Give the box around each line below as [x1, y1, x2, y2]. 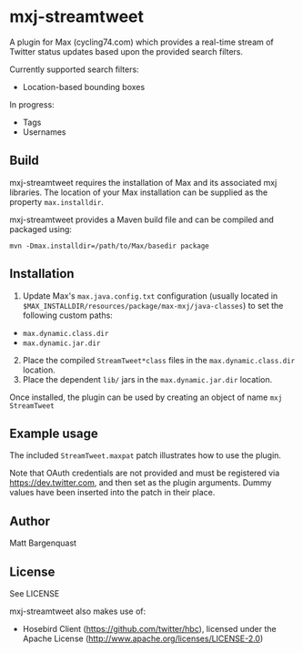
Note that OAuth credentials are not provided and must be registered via [9, 467, 280, 479]
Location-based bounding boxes [22, 81, 146, 92]
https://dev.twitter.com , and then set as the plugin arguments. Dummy [9, 477, 272, 488]
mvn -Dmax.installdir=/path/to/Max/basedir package [9, 241, 209, 250]
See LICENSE [9, 588, 60, 598]
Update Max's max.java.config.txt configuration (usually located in [22, 290, 278, 301]
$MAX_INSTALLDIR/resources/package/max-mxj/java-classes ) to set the [22, 300, 284, 311]
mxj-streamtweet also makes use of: [9, 606, 146, 617]
